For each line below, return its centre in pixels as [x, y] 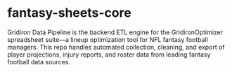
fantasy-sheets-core [69, 13]
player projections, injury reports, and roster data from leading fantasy [109, 55]
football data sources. [39, 62]
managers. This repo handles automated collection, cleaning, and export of [116, 47]
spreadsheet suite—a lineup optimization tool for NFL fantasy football [108, 39]
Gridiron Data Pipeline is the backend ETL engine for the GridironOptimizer [115, 32]
